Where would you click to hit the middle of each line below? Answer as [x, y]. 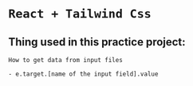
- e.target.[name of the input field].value [83, 74]
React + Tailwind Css [80, 14]
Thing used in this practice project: [97, 42]
